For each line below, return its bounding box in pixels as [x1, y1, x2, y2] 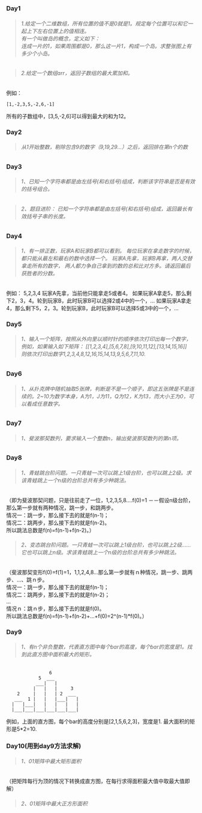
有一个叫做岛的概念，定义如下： [20, 35, 100, 42]
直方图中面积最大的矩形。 [31, 651, 95, 658]
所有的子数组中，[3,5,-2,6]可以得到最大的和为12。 [6, 112, 129, 119]
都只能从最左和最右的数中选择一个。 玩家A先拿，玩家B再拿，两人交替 [20, 255, 193, 262]
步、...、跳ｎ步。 [6, 576, 48, 583]
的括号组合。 [20, 185, 53, 193]
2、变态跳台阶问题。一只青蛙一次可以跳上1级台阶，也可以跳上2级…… [20, 541, 191, 548]
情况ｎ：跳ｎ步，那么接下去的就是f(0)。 [6, 605, 105, 612]
